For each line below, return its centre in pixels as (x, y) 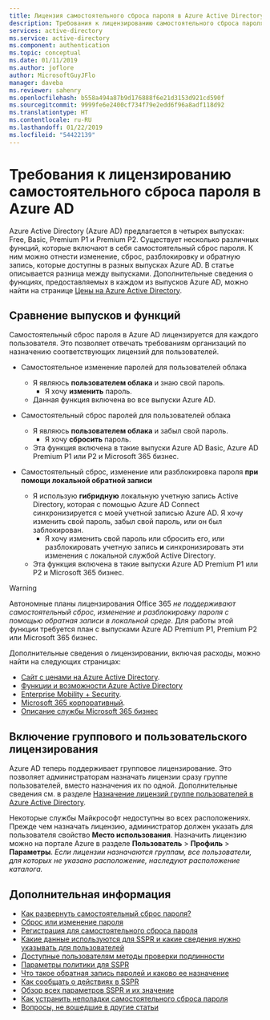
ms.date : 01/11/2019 (44, 61)
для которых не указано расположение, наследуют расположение (125, 861)
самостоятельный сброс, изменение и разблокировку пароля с (119, 612)
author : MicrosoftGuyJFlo (52, 75)
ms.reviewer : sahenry (45, 90)
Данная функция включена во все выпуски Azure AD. (124, 400)
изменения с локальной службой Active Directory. (130, 556)
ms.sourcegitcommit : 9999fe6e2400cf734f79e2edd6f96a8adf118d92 (117, 105)
